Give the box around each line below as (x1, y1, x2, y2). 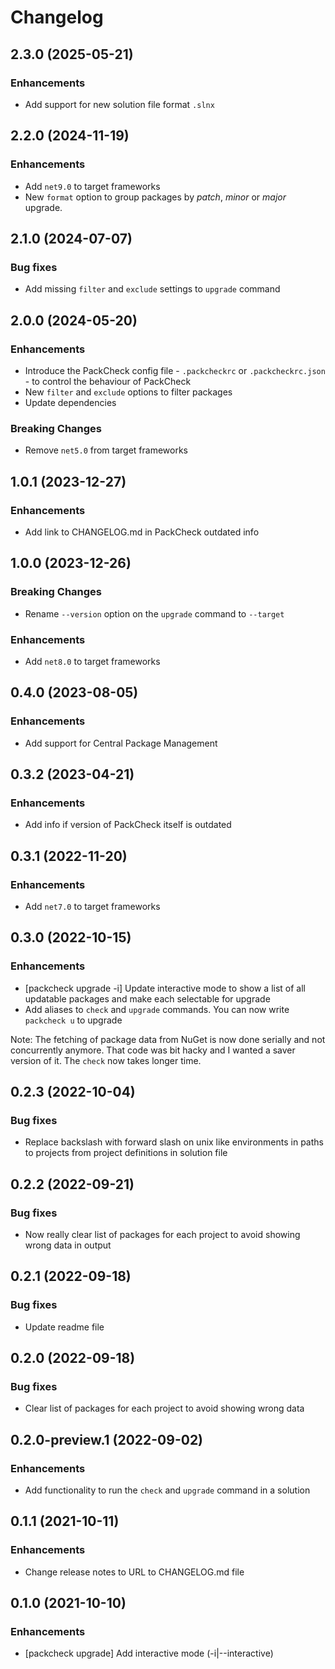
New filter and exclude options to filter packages (24, 386, 233, 398)
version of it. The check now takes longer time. (10, 1054, 202, 1066)
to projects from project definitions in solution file (24, 1147, 228, 1159)
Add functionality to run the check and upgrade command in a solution (24, 1484, 311, 1496)
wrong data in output (24, 1239, 112, 1251)
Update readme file (24, 1321, 105, 1333)
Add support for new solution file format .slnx (24, 98, 215, 110)
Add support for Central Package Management (24, 737, 218, 749)
